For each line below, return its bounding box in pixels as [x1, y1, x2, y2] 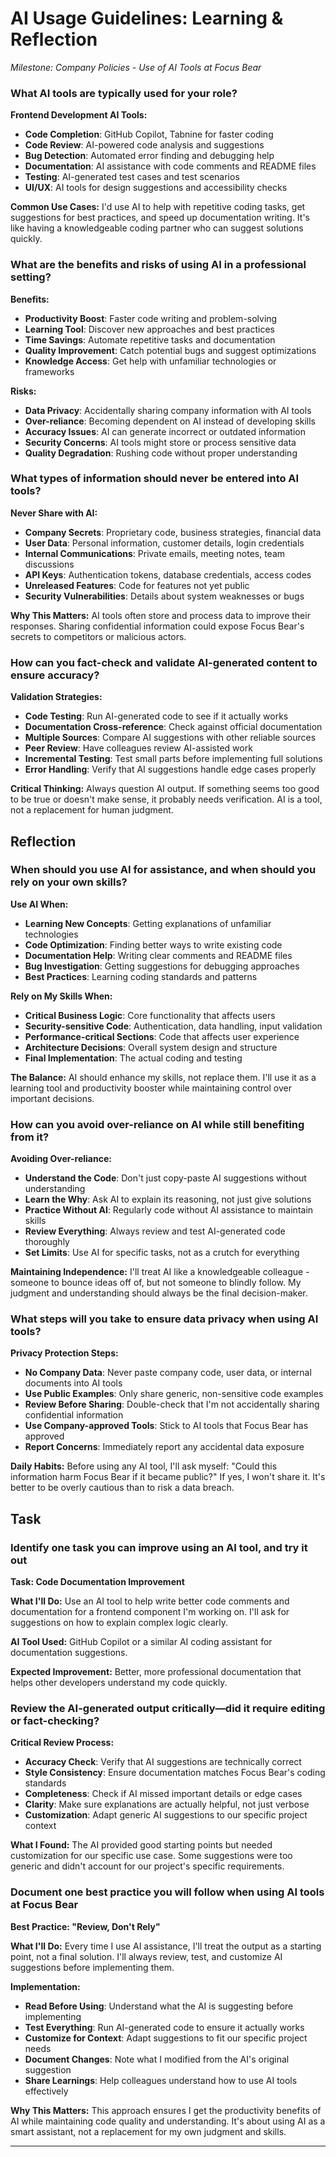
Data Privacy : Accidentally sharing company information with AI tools [24, 404, 312, 416]
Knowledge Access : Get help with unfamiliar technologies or [24, 355, 277, 367]
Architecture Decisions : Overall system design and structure [24, 1041, 278, 1053]
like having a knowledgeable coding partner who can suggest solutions [10, 222, 304, 234]
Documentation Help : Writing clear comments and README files [24, 949, 293, 961]
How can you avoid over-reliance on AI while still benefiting [10, 1117, 305, 1131]
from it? [10, 1130, 50, 1144]
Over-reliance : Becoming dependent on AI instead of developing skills [24, 415, 316, 427]
